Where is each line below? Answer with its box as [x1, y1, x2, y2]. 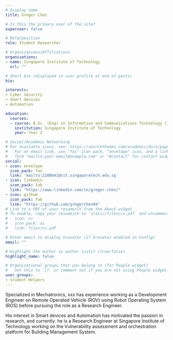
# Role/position [5, 35, 40, 41]
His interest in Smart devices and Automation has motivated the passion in [5, 312, 163, 318]
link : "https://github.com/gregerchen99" [10, 202, 100, 207]
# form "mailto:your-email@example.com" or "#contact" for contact [5, 154, 158, 159]
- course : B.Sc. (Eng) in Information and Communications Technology [10, 120, 162, 126]
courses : [10, 116, 29, 121]
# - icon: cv [5, 216, 33, 221]
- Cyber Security [5, 92, 43, 98]
